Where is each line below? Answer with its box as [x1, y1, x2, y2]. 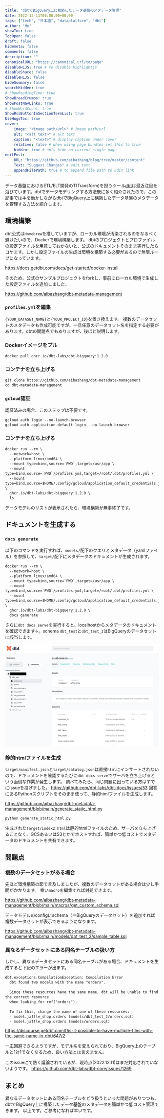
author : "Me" [5, 23, 32, 28]
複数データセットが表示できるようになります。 [5, 918, 99, 924]
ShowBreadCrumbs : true [5, 95, 51, 100]
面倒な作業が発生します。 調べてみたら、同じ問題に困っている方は [13, 779, 147, 785]
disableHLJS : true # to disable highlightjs [5, 65, 97, 70]
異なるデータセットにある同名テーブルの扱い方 [5, 946, 115, 953]
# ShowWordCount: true [5, 106, 51, 111]
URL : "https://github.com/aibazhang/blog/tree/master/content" [14, 158, 145, 163]
